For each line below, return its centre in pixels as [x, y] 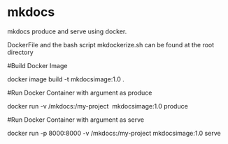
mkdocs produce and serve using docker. [67, 31]
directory [20, 52]
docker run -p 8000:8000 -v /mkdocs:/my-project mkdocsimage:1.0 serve [114, 133]
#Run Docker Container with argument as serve [76, 120]
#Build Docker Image [37, 65]
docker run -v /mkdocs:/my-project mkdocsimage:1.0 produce [98, 106]
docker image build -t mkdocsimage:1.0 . [66, 79]
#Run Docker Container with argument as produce [80, 93]
